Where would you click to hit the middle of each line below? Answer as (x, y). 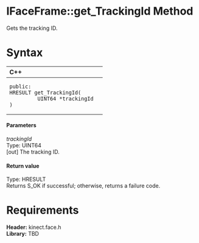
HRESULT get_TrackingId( (45, 92)
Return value (23, 166)
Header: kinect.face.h (34, 227)
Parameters (21, 125)
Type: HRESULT (26, 179)
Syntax (25, 53)
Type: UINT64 (24, 146)
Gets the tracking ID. (32, 28)
